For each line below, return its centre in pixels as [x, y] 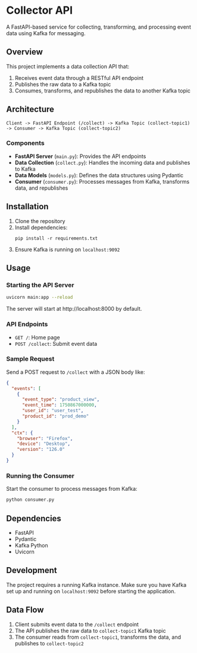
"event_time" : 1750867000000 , [59, 405]
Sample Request [30, 359]
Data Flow [25, 610]
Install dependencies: [41, 227]
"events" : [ [26, 388]
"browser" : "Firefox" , [45, 438]
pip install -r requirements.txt [56, 238]
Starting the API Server [40, 285]
